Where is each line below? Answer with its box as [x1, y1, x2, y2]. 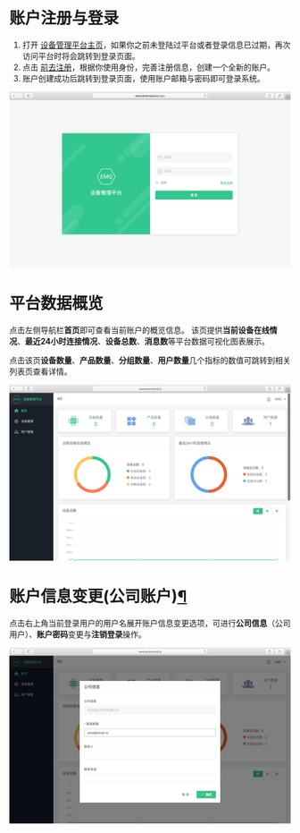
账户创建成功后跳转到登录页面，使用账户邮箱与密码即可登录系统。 [21, 72, 265, 83]
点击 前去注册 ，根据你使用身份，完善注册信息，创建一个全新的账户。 [21, 62, 275, 72]
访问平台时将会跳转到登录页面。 [21, 50, 140, 61]
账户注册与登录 [9, 8, 120, 29]
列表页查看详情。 [9, 366, 72, 377]
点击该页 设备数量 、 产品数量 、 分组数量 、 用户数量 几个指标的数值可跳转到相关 [9, 354, 291, 365]
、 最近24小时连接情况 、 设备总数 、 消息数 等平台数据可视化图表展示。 [17, 336, 271, 346]
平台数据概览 [9, 293, 104, 314]
